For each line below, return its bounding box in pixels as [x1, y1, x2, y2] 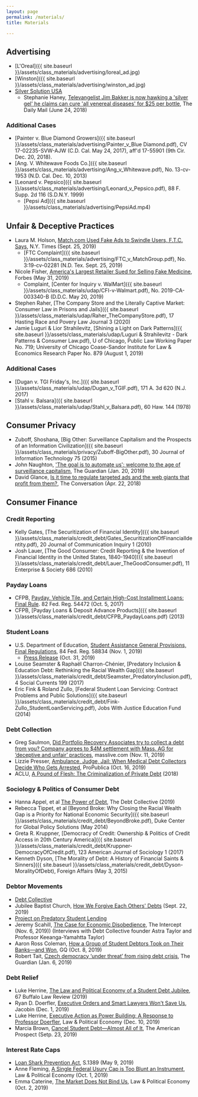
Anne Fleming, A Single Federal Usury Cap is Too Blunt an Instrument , [14, 1066, 185, 1073]
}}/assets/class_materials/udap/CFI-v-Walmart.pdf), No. [23, 287, 160, 294]
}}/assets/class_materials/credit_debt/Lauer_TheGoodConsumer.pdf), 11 [14, 560, 190, 567]
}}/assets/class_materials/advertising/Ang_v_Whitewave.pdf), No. [14, 166, 174, 173]
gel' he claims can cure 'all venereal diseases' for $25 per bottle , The [23, 100, 193, 107]
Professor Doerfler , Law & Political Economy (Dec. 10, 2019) [14, 1018, 160, 1025]
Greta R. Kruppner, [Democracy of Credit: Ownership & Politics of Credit [14, 830, 190, 837]
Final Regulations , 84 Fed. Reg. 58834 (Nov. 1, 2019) [14, 647, 143, 654]
